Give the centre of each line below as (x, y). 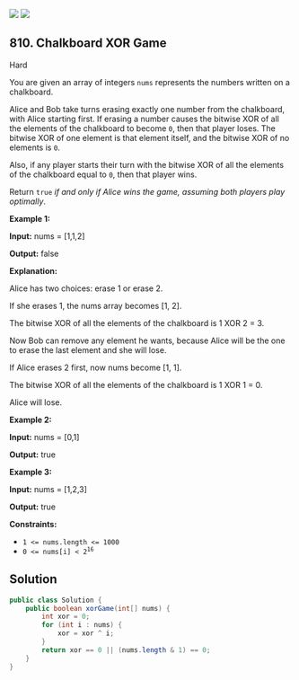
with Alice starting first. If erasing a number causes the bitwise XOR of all (145, 119)
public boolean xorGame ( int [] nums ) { (98, 608)
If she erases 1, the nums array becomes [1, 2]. (96, 305)
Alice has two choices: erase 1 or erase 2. (86, 288)
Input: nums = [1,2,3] (48, 489)
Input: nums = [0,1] (44, 437)
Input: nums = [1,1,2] (47, 236)
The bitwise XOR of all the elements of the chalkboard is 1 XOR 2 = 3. (137, 322)
